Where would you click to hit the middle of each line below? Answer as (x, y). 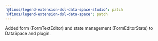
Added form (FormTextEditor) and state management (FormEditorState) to (79, 28)
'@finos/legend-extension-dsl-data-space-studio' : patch (64, 10)
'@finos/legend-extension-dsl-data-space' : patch (57, 14)
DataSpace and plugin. (28, 33)
